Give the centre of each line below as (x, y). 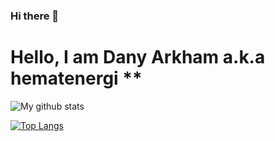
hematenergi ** (76, 78)
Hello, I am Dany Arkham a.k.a (138, 57)
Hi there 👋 (35, 16)
